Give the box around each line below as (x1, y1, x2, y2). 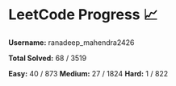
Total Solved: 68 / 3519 (8, 53, 87, 63)
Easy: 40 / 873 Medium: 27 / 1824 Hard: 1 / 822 (8, 68, 169, 78)
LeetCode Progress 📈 (8, 6, 158, 24)
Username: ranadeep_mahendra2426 (8, 37, 135, 47)
